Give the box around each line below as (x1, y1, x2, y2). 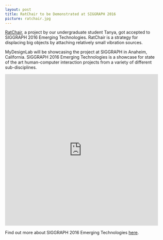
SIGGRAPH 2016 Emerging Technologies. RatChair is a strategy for (5, 34, 138, 40)
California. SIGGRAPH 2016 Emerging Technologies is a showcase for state (5, 54, 155, 60)
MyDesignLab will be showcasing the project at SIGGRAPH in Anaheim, (5, 49, 147, 55)
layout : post (5, 7, 32, 12)
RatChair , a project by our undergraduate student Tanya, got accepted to (5, 30, 150, 35)
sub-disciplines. (5, 64, 37, 70)
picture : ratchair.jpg (5, 16, 51, 21)
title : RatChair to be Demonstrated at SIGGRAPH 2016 (5, 12, 116, 16)
